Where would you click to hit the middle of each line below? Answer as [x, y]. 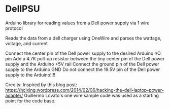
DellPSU [23, 9]
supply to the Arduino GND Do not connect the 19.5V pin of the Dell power [83, 69]
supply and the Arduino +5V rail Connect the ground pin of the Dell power [82, 64]
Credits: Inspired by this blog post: [41, 85]
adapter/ [14, 95]
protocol [14, 28]
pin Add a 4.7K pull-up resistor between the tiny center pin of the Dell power [85, 58]
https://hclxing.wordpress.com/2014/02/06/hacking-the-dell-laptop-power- [84, 90]
